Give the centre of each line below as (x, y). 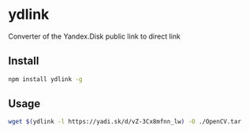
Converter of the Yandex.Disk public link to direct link (95, 36)
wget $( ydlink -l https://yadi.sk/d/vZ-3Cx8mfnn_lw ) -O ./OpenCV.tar (125, 122)
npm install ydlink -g (45, 79)
